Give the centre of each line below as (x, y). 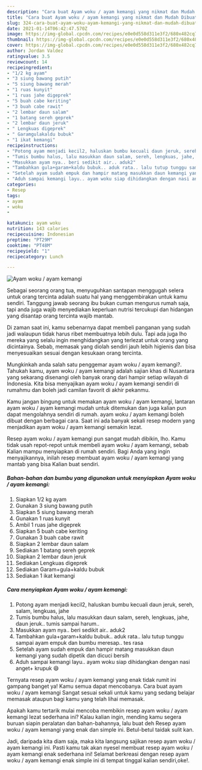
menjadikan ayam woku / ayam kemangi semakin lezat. (75, 427)
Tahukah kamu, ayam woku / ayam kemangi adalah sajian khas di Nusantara (101, 371)
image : (15, 34)
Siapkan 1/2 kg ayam (41, 499)
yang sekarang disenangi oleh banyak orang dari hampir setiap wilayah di (98, 378)
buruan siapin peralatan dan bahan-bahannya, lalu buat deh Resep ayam (97, 723)
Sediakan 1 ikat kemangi (45, 576)
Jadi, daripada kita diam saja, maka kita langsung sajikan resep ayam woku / (101, 741)
